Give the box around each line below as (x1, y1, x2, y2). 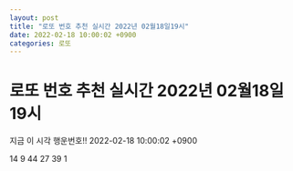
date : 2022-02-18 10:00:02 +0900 (9, 30, 137, 39)
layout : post (9, 13, 59, 23)
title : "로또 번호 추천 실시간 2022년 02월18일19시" (9, 22, 190, 31)
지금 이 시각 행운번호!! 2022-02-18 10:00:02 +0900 (9, 136, 198, 146)
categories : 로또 (9, 38, 71, 48)
